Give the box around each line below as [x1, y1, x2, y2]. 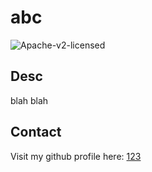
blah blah [10, 94, 49, 106]
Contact [10, 124, 62, 141]
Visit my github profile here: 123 [10, 150, 142, 162]
